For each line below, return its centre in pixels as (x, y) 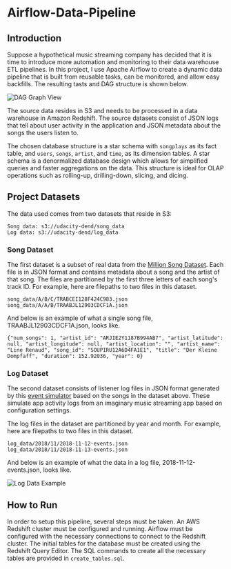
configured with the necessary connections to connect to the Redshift (107, 537)
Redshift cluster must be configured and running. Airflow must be (100, 529)
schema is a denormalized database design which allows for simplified (108, 161)
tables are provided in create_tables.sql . (66, 558)
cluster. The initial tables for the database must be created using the (104, 543)
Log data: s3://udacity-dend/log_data (63, 232)
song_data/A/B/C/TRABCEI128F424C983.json (68, 299)
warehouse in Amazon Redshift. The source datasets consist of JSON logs (113, 118)
